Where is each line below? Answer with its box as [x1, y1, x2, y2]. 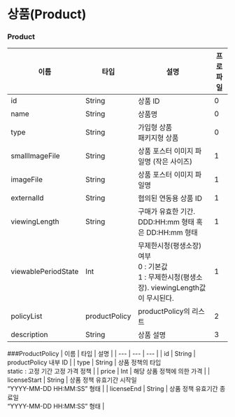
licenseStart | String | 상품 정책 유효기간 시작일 [7, 376, 138, 384]
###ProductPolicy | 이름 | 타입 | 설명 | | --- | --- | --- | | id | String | [7, 350, 196, 358]
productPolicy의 [137, 306, 190, 316]
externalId [10, 193, 44, 203]
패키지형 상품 [137, 133, 179, 143]
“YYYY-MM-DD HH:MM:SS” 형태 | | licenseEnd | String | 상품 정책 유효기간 [7, 385, 218, 393]
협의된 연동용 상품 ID [137, 193, 203, 203]
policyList [10, 311, 43, 321]
